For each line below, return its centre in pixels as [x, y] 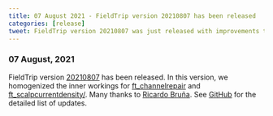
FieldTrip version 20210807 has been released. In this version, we [119, 77]
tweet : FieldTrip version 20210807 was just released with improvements [134, 31]
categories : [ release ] [47, 24]
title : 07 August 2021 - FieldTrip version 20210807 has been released [132, 16]
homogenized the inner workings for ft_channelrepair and [104, 85]
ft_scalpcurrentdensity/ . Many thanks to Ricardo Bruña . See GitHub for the [132, 94]
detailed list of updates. [48, 103]
